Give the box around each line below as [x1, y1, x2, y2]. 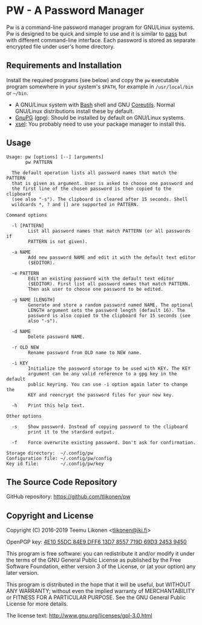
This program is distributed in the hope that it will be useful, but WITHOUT [6, 581, 191, 588]
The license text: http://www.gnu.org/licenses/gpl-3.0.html [6, 612, 152, 620]
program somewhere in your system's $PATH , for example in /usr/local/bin [6, 83, 194, 90]
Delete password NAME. [28, 334, 85, 340]
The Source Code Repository [6, 477, 117, 487]
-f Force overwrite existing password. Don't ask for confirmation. [11, 439, 197, 445]
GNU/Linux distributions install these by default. [15, 107, 134, 115]
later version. [6, 569, 39, 577]
